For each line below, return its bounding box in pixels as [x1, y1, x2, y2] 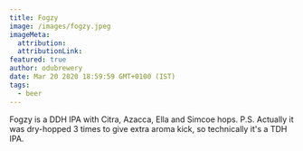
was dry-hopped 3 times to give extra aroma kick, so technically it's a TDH [9, 123, 288, 134]
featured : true [9, 55, 67, 64]
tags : [9, 80, 30, 90]
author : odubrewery [9, 64, 83, 73]
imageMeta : [9, 30, 51, 39]
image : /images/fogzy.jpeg [9, 22, 111, 31]
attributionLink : [17, 47, 83, 56]
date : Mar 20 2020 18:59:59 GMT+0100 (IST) [9, 72, 176, 81]
